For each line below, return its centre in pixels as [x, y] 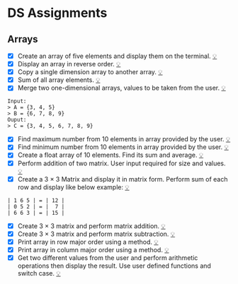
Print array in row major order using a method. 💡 [88, 242]
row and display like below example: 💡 [73, 187]
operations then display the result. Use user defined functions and [114, 266]
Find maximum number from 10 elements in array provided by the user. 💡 [124, 139]
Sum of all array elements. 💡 [59, 80]
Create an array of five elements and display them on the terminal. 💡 [117, 56]
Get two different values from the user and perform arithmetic [108, 258]
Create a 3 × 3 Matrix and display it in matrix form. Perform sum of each [123, 179]
